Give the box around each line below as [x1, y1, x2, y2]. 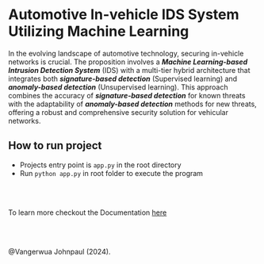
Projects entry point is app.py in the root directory [19, 160, 182, 170]
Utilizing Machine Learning [8, 22, 189, 40]
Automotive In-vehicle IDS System [8, 6, 239, 24]
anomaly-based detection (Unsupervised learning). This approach [8, 82, 228, 92]
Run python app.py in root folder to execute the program [19, 168, 204, 178]
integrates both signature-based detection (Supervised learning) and [8, 74, 238, 83]
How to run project [8, 139, 102, 152]
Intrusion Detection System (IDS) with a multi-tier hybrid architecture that [8, 65, 251, 75]
